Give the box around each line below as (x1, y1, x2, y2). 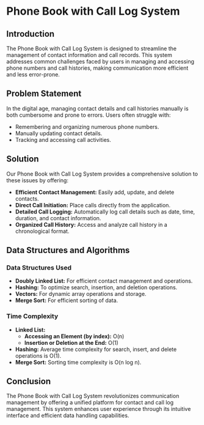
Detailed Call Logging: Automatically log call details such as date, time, (15, 208, 195, 215)
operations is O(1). (15, 352, 62, 359)
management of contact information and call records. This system (6, 51, 172, 59)
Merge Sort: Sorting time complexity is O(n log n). (15, 358, 142, 366)
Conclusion (6, 376, 51, 386)
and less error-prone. (6, 71, 60, 78)
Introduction (6, 29, 55, 39)
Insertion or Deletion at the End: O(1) (24, 339, 119, 346)
